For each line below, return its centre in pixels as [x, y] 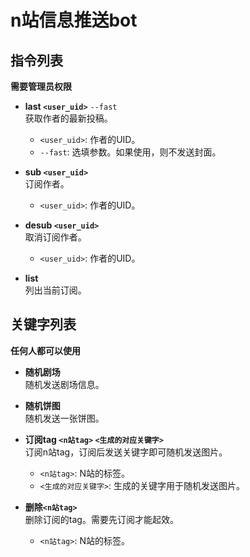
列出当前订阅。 [55, 290]
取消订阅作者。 [55, 237]
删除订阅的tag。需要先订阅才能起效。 [101, 519]
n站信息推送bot [74, 20]
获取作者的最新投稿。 [68, 118]
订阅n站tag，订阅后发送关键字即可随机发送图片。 [126, 452]
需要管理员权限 [41, 86]
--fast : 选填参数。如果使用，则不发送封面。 [130, 152]
